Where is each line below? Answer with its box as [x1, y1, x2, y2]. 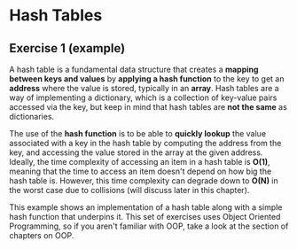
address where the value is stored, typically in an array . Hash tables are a [9, 83, 279, 93]
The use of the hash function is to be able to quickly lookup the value [9, 128, 267, 138]
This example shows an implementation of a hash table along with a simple [9, 202, 283, 213]
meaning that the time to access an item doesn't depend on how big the [9, 166, 272, 176]
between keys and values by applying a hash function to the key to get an [9, 74, 285, 84]
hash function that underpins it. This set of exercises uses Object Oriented [9, 212, 281, 222]
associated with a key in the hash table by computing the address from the [9, 138, 282, 148]
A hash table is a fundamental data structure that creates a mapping [9, 64, 259, 74]
